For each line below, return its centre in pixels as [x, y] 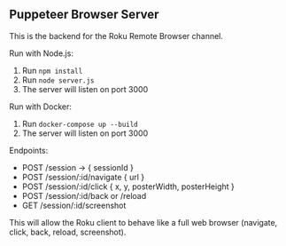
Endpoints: [29, 150]
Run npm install [52, 70]
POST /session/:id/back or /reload [84, 195]
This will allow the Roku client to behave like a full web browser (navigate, [143, 222]
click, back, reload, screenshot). [68, 232]
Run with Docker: [41, 107]
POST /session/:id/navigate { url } [83, 177]
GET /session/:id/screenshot [74, 205]
